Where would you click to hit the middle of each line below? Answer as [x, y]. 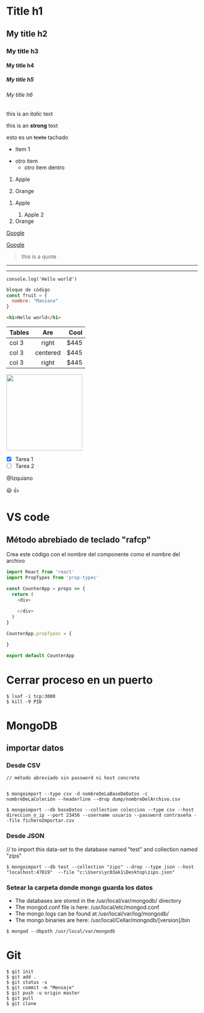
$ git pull [20, 998]
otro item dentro [44, 167]
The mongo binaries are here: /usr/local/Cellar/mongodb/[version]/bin [102, 920]
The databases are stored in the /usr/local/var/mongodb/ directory [98, 901]
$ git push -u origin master [43, 993]
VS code [28, 517]
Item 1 [22, 149]
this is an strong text [32, 125]
